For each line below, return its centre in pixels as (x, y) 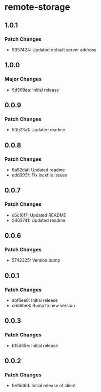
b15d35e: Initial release (35, 345)
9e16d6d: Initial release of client (44, 386)
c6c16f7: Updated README (39, 215)
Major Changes (23, 79)
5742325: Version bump (36, 260)
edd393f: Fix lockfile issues (39, 175)
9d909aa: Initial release (35, 90)
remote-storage (37, 7)
